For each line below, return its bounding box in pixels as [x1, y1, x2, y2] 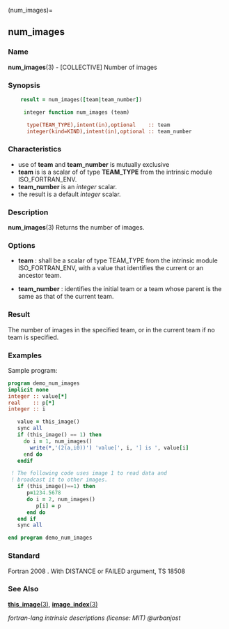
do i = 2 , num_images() [26, 496, 96, 503]
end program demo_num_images [8, 534, 93, 542]
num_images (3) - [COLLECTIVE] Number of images [8, 63, 157, 71]
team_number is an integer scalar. [17, 182, 118, 191]
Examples [8, 350, 42, 360]
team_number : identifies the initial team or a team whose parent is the [17, 285, 222, 293]
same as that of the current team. [17, 293, 114, 301]
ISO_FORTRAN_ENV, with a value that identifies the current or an [17, 264, 204, 272]
